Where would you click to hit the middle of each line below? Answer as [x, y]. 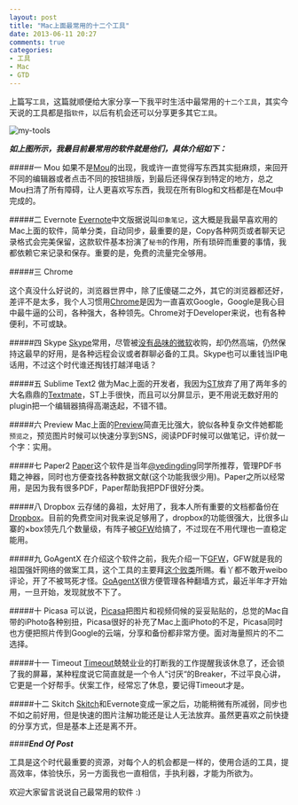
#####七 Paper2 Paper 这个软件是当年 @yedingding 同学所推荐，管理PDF [141, 465]
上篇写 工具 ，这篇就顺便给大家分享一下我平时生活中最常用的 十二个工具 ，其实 [145, 101]
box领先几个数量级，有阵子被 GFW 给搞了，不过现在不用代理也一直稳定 [158, 528]
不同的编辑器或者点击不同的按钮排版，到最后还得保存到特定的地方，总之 [141, 178]
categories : [31, 51]
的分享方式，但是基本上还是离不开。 [75, 726]
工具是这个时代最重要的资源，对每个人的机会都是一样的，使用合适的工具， [145, 762]
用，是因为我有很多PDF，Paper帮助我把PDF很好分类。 [109, 488]
